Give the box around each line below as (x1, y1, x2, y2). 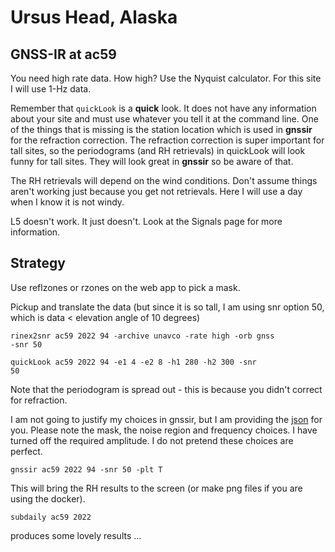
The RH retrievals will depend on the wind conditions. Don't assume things (10, 175, 318, 186)
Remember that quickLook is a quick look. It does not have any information (10, 102, 317, 114)
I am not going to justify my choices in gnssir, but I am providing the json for (10, 413, 323, 425)
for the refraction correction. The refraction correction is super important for (10, 134, 325, 146)
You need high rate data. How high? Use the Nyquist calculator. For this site (10, 72, 322, 84)
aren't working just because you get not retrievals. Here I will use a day (10, 186, 303, 197)
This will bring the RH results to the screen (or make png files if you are (10, 482, 303, 494)
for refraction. (10, 394, 68, 406)
